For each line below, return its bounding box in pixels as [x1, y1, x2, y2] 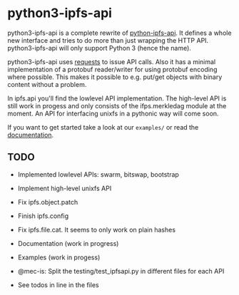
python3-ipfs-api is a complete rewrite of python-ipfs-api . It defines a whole [7, 29, 232, 37]
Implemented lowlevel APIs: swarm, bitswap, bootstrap [17, 170, 180, 179]
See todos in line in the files [17, 280, 99, 289]
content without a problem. [7, 80, 87, 88]
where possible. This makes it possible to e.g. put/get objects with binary [7, 73, 223, 81]
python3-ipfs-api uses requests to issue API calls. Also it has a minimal [7, 57, 216, 66]
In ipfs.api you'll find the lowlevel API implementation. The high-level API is [7, 94, 227, 103]
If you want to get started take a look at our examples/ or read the [7, 123, 199, 131]
